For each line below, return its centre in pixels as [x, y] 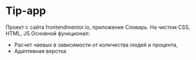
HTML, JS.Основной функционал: [48, 33]
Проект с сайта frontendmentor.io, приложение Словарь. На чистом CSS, [98, 27]
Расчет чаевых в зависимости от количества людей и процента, [96, 45]
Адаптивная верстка [40, 51]
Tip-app [26, 11]
